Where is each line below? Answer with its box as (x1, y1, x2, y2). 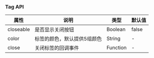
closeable (7, 26, 30, 33)
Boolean (106, 26, 126, 33)
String (106, 35, 121, 42)
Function (106, 44, 127, 51)
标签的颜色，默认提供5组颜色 (34, 36, 102, 42)
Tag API (5, 3, 24, 10)
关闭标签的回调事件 (34, 45, 79, 52)
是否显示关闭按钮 (34, 26, 75, 33)
